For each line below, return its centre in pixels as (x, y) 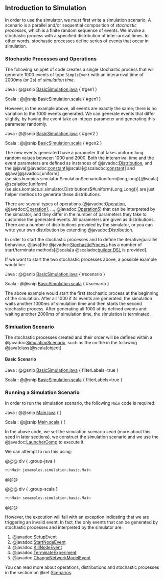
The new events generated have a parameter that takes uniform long (74, 153)
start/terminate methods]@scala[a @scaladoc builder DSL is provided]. (76, 250)
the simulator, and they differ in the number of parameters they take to (76, 214)
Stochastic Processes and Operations (51, 58)
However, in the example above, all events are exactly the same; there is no (81, 109)
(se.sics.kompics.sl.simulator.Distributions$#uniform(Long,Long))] (72, 189)
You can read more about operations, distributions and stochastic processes (82, 567)
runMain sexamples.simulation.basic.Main (48, 498)
